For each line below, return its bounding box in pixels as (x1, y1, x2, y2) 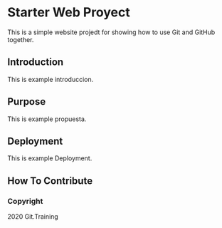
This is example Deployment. (7, 154, 92, 162)
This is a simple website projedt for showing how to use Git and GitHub (7, 28, 216, 36)
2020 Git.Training (7, 212, 58, 221)
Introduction (7, 56, 64, 68)
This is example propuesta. (7, 115, 87, 123)
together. (7, 35, 34, 43)
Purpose (7, 95, 46, 108)
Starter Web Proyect (7, 4, 130, 21)
